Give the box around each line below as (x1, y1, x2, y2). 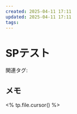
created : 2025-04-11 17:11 (5, 8, 72, 15)
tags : (5, 19, 19, 25)
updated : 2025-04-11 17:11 (5, 14, 72, 20)
